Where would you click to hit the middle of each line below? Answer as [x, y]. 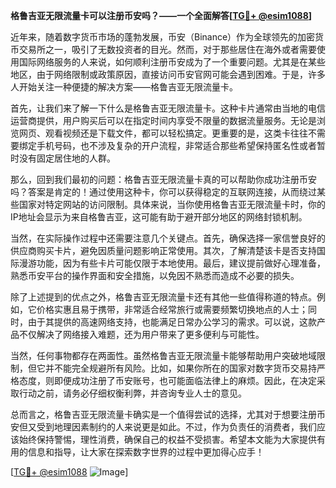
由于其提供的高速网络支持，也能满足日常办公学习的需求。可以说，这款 [172, 322]
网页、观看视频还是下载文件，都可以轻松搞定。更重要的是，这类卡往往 [163, 133]
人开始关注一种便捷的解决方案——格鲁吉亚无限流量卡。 [124, 87]
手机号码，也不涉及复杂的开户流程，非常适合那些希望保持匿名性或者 [176, 145]
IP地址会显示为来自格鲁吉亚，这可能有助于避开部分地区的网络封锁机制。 [159, 217]
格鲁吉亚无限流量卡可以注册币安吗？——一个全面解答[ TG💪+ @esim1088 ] [161, 15]
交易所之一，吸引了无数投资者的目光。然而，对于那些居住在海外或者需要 [167, 49]
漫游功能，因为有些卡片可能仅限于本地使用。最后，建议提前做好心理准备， [172, 263]
